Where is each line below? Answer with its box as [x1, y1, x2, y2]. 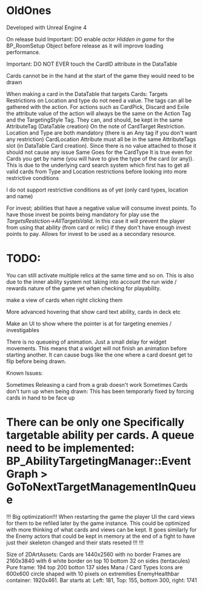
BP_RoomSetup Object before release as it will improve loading [6, 42, 164, 49]
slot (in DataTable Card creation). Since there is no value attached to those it [6, 142, 197, 149]
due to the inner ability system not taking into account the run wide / [6, 278, 177, 285]
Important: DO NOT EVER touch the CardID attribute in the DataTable [6, 60, 178, 68]
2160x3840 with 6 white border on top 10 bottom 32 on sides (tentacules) [6, 557, 190, 564]
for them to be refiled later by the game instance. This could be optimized [6, 519, 190, 527]
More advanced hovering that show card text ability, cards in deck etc [6, 308, 181, 315]
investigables [6, 326, 39, 333]
